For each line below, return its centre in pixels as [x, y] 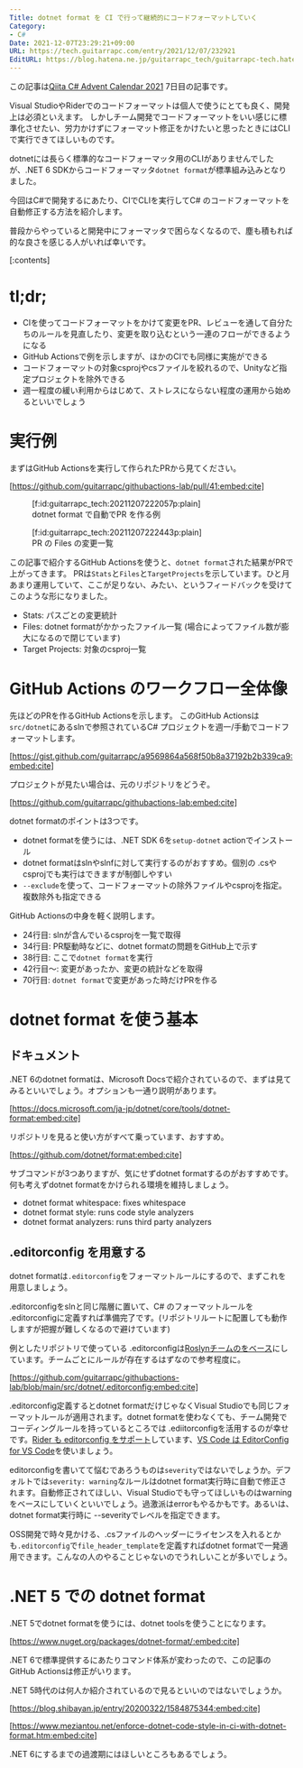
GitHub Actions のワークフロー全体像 [149, 689]
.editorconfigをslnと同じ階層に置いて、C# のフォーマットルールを [132, 1306]
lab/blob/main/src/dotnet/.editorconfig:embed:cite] [104, 1386]
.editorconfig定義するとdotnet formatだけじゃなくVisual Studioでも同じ [142, 1405]
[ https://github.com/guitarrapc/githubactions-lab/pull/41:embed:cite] [137, 486]
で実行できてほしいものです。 [64, 139]
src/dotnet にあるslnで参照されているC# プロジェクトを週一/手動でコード [146, 726]
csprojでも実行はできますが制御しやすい [97, 874]
